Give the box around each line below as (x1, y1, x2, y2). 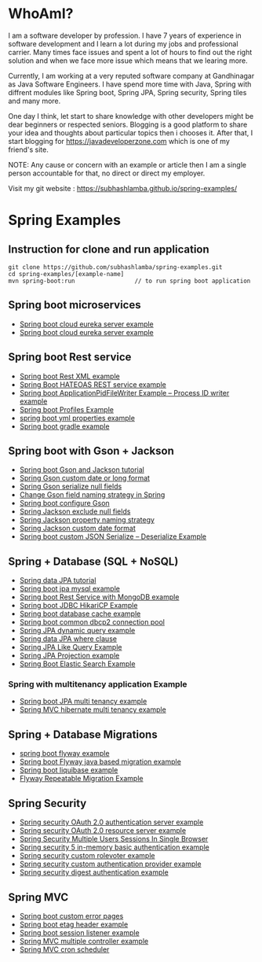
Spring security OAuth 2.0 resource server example (19, 826, 187, 835)
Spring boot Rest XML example (19, 371, 120, 381)
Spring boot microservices (8, 298, 141, 311)
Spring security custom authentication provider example (19, 859, 202, 869)
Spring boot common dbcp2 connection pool (19, 617, 165, 627)
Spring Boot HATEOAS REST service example (19, 379, 166, 389)
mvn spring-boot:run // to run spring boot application (8, 277, 251, 285)
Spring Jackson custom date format (19, 524, 136, 533)
